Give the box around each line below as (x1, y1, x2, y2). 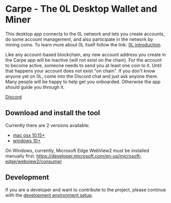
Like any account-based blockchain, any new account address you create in (5, 52, 166, 58)
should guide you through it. (5, 84, 65, 90)
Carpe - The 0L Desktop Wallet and (5, 3, 158, 15)
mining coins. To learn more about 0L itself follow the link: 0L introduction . (5, 41, 162, 47)
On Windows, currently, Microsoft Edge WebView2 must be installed (5, 147, 149, 154)
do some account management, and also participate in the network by (5, 36, 154, 42)
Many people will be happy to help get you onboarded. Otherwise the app (5, 79, 161, 85)
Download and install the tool (5, 109, 100, 117)
